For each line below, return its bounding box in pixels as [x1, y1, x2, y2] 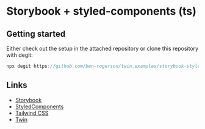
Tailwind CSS [15, 109, 49, 117]
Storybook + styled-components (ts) [6, 4, 197, 18]
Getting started [6, 29, 66, 39]
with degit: [6, 51, 33, 59]
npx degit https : [6, 63, 51, 69]
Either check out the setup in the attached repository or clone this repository [6, 45, 199, 52]
